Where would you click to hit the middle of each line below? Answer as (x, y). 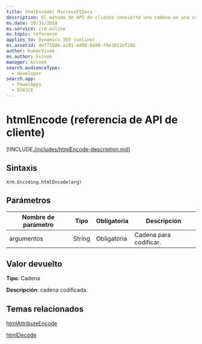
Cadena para (153, 235)
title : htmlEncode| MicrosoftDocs (50, 12)
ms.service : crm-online (36, 29)
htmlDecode (21, 335)
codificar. (148, 242)
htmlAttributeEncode (32, 324)
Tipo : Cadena (23, 278)
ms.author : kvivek (29, 57)
